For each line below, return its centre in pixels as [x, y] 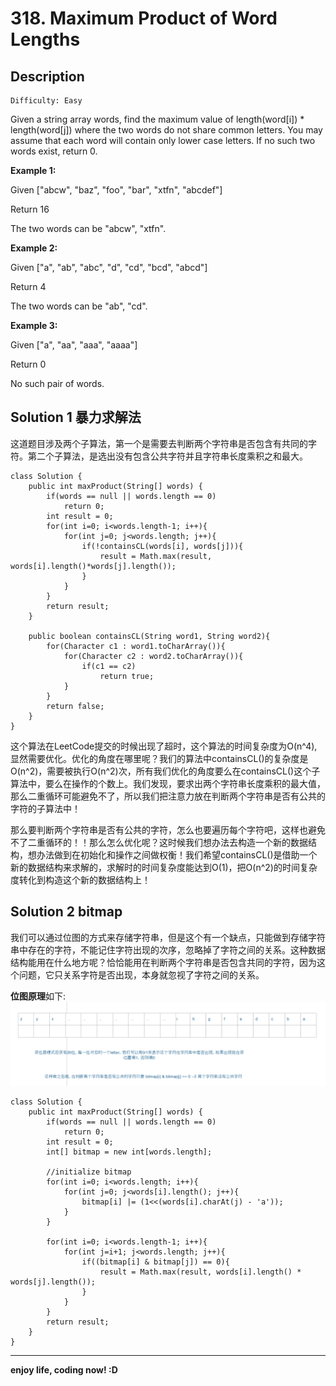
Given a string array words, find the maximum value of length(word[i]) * [157, 119]
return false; [75, 706]
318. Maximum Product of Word [144, 18]
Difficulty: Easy [46, 101]
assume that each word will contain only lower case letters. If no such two [163, 140]
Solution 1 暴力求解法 [76, 417]
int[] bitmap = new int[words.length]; [129, 1152]
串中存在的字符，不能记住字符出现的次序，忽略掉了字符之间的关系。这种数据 [168, 949]
